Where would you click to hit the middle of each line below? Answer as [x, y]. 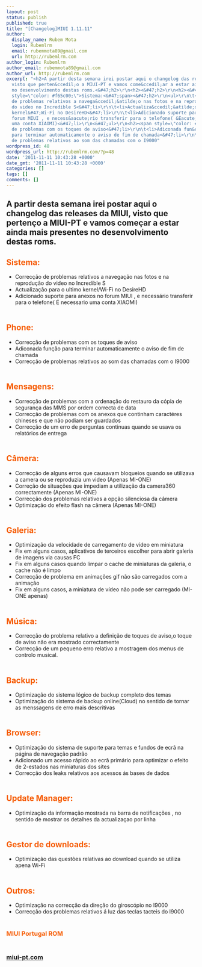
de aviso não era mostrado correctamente [67, 642]
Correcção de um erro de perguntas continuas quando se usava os [98, 427]
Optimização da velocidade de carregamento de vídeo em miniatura [99, 545]
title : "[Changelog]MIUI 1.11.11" [50, 29]
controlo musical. [36, 655]
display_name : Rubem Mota [44, 40]
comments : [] [23, 180]
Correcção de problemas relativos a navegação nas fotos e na [92, 277]
